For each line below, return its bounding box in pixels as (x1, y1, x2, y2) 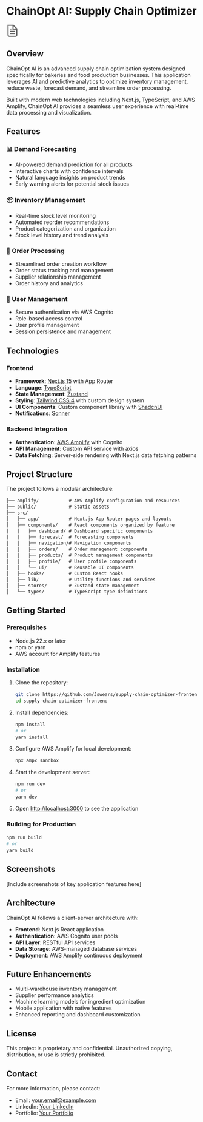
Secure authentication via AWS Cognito (15, 308, 114, 316)
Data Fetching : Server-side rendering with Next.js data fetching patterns (15, 451, 197, 459)
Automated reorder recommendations (15, 218, 110, 226)
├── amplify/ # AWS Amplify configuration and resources (6, 498, 181, 504)
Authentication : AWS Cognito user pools (15, 932, 118, 939)
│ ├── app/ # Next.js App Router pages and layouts (6, 516, 172, 522)
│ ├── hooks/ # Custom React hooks (6, 570, 123, 577)
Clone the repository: (15, 679, 68, 686)
